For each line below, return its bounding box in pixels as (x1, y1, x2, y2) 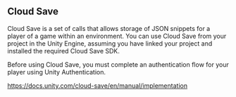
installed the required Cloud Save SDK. (7, 46, 120, 55)
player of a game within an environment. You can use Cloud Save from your (7, 32, 227, 40)
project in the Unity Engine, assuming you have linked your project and (7, 39, 213, 48)
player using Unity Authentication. (7, 67, 106, 76)
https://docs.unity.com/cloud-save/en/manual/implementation (7, 81, 188, 90)
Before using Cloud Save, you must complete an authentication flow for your (7, 60, 229, 69)
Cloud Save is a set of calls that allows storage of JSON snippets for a (7, 24, 211, 32)
